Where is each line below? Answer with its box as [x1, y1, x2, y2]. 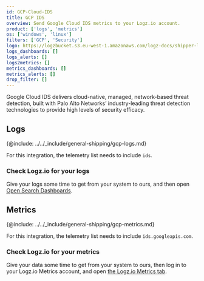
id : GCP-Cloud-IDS [6, 8, 53, 15]
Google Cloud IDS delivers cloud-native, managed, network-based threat [6, 93, 189, 101]
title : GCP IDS [6, 15, 45, 21]
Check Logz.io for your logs [6, 166, 90, 175]
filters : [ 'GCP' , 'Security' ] [6, 37, 83, 43]
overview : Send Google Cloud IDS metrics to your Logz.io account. [6, 20, 181, 26]
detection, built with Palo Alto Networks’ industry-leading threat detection [6, 100, 191, 107]
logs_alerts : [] [6, 54, 47, 60]
